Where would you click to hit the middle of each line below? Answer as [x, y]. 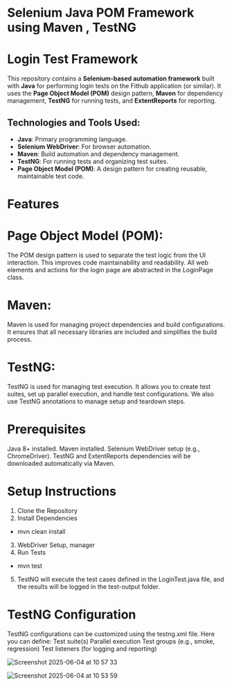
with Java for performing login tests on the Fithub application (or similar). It [114, 86]
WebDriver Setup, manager [56, 545]
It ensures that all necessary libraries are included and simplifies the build [112, 332]
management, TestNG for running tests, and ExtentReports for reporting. [112, 101]
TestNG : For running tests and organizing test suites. [92, 161]
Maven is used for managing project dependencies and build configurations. [116, 325]
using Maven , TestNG [72, 27]
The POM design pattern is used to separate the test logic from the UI [107, 256]
